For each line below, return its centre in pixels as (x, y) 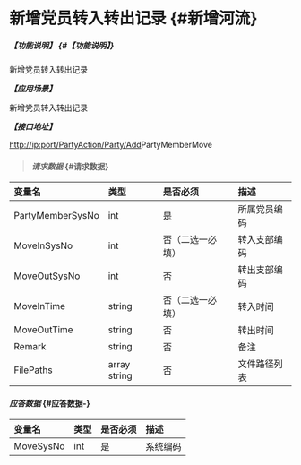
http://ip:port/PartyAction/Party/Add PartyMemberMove (111, 145)
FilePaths (33, 370)
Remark (30, 347)
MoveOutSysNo (47, 276)
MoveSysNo (39, 446)
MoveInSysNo (43, 245)
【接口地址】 (33, 127)
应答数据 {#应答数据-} (50, 403)
